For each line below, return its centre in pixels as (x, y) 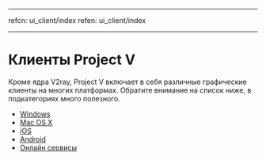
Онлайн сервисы (48, 147)
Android (32, 139)
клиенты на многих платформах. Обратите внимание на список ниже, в (130, 90)
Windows (35, 114)
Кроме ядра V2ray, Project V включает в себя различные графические (127, 82)
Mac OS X (36, 122)
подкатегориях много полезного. (64, 98)
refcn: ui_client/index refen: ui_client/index (77, 20)
